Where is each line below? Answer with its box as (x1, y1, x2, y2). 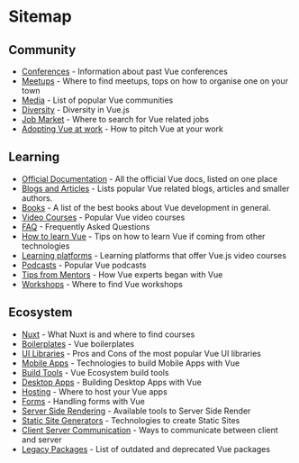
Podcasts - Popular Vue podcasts (21, 259, 147, 270)
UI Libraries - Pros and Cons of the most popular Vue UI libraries (21, 348, 262, 359)
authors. (21, 192, 53, 204)
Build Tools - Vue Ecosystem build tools (21, 367, 169, 377)
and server (21, 434, 62, 445)
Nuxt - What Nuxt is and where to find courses (21, 329, 195, 340)
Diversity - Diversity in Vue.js (21, 104, 130, 114)
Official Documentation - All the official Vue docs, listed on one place (21, 173, 278, 184)
